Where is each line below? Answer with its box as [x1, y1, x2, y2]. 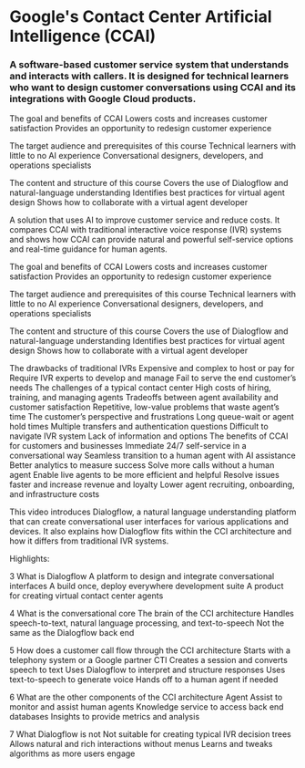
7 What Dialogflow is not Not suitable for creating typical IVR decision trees [9, 729, 291, 740]
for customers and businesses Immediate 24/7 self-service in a [9, 441, 247, 451]
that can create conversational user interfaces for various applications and [9, 516, 290, 527]
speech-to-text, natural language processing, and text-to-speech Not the [9, 618, 285, 628]
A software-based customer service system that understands [9, 58, 290, 71]
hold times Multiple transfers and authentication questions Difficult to [9, 421, 269, 432]
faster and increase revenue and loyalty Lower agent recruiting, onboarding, [9, 479, 295, 490]
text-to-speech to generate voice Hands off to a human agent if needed [9, 674, 279, 685]
